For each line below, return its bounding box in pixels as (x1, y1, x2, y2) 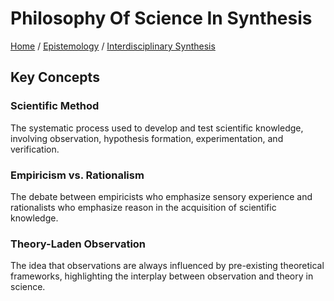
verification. (10, 143, 60, 155)
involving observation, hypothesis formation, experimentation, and (10, 132, 284, 144)
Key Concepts (10, 69, 100, 86)
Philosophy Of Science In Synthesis (10, 7, 313, 30)
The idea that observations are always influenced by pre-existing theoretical (10, 260, 325, 272)
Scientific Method (10, 99, 100, 113)
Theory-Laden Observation (10, 237, 147, 251)
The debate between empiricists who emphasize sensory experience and (10, 190, 313, 202)
